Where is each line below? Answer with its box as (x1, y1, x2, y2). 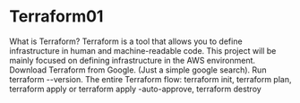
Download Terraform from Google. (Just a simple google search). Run (9, 64, 267, 75)
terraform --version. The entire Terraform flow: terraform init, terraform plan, (9, 73, 292, 84)
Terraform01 (9, 6, 104, 27)
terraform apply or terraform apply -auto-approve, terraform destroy (9, 83, 261, 94)
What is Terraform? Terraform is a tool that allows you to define (9, 36, 244, 47)
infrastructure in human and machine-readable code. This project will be (9, 45, 277, 56)
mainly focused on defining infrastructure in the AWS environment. (9, 55, 256, 65)
